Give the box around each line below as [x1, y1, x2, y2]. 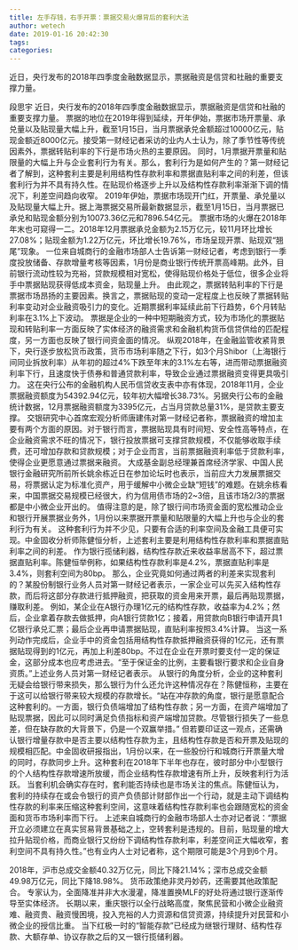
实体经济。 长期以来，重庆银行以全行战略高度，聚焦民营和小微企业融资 [24, 898, 284, 909]
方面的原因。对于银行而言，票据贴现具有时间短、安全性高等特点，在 [39, 424, 289, 435]
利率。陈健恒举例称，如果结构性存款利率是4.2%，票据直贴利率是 [32, 557, 270, 568]
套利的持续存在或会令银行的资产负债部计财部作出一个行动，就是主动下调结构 [9, 790, 289, 801]
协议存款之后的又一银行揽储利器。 [63, 931, 188, 942]
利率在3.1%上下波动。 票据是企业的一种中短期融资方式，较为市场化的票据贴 [9, 313, 286, 323]
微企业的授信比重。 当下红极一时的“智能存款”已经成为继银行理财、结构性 [9, 921, 275, 931]
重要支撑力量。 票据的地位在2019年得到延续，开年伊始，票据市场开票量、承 [9, 113, 286, 124]
